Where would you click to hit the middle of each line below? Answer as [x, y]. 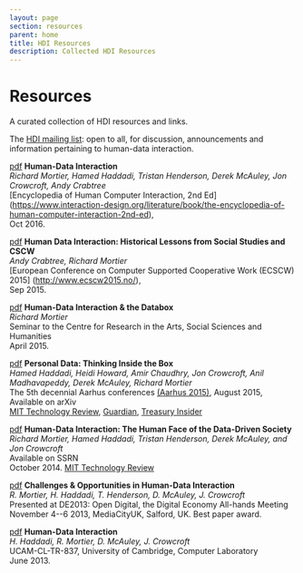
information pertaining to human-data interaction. [102, 149]
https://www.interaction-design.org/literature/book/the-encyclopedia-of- [149, 205]
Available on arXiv [43, 402]
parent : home [34, 34]
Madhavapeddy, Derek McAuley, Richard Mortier [101, 383]
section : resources [46, 26]
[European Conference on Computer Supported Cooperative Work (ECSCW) [152, 271]
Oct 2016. [27, 224]
